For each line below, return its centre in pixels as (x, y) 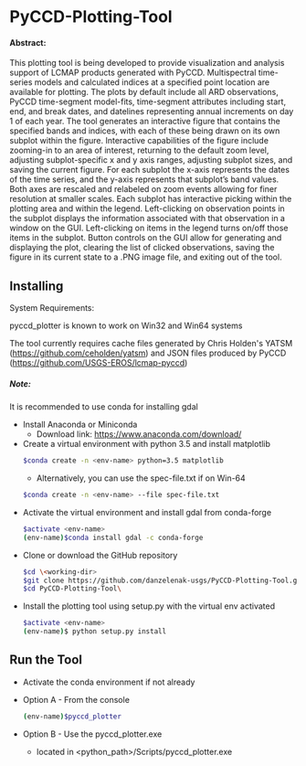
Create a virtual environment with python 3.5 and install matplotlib (147, 444)
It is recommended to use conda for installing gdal (104, 407)
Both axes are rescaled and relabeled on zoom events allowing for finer (143, 189)
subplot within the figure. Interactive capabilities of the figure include (139, 141)
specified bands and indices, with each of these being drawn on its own (145, 131)
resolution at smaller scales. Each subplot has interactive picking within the (151, 199)
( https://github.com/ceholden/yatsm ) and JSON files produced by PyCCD (148, 353)
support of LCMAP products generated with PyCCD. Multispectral (133, 73)
